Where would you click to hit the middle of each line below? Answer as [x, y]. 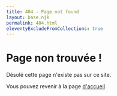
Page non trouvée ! [54, 58]
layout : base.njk [28, 17]
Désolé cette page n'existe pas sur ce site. [59, 75]
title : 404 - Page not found [43, 12]
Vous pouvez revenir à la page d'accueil [56, 86]
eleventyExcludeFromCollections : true [55, 28]
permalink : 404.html [32, 23]
